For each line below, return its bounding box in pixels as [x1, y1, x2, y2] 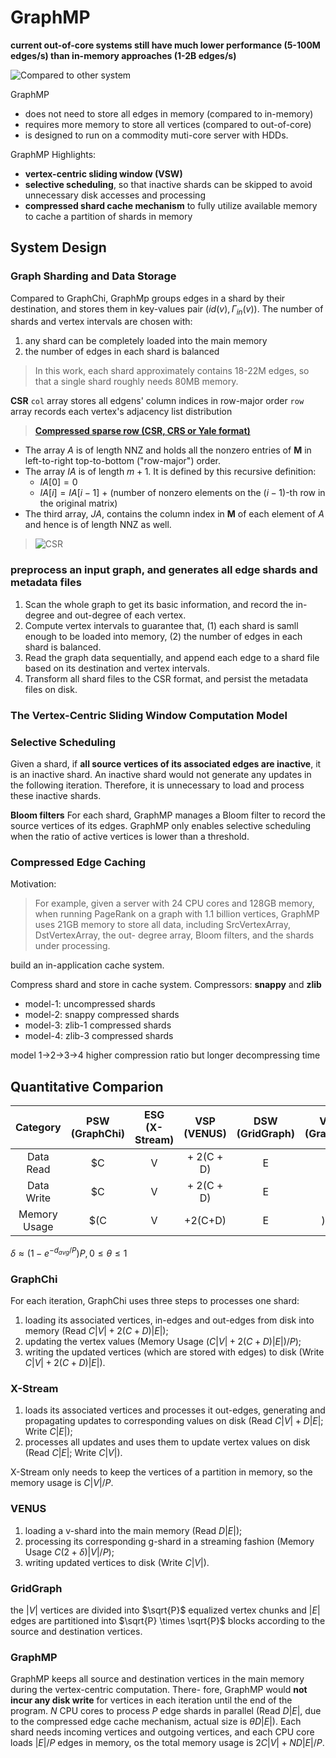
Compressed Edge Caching [10, 855, 147, 869]
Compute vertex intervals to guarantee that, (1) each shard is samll [24, 619, 299, 631]
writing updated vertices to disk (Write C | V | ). [24, 1556, 210, 1568]
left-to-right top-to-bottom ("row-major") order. [24, 455, 222, 467]
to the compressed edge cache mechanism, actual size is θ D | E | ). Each [10, 1716, 302, 1728]
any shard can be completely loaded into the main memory [24, 335, 268, 347]
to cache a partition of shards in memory [24, 210, 193, 222]
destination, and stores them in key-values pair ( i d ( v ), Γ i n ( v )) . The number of [10, 302, 324, 317]
